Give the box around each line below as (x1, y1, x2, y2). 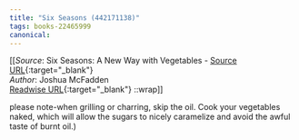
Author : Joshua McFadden (9, 75, 109, 85)
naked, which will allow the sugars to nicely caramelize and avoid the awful (9, 111, 291, 123)
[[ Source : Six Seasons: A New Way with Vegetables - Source (9, 55, 238, 66)
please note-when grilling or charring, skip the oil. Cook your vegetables (9, 102, 281, 113)
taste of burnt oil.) (9, 121, 77, 132)
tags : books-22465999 (9, 22, 92, 31)
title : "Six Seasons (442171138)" (9, 13, 141, 23)
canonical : (9, 30, 51, 39)
